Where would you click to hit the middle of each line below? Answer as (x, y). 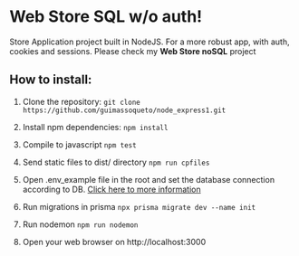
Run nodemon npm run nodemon (80, 224)
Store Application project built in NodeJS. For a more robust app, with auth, (149, 42)
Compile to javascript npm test (80, 144)
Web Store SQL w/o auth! (106, 17)
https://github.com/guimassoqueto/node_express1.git (124, 110)
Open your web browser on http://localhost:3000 (114, 242)
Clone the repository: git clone (81, 101)
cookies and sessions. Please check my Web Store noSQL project (133, 51)
